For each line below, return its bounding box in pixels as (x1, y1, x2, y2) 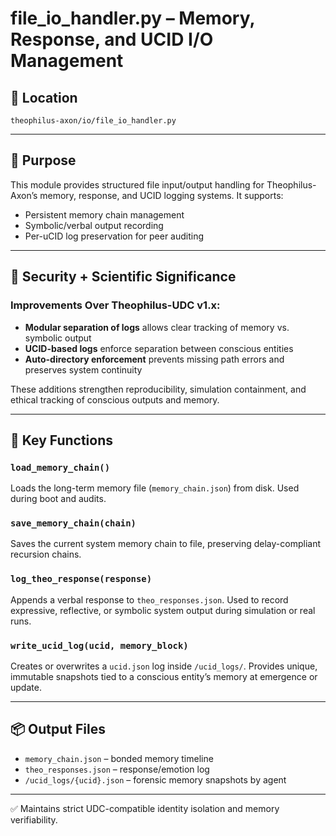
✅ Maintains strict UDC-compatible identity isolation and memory (10, 802, 280, 814)
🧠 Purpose (10, 152, 77, 169)
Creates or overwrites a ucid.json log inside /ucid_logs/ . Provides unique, (10, 660, 318, 672)
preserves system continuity (24, 363, 143, 376)
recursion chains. (10, 548, 82, 561)
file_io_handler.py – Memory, (10, 7, 255, 30)
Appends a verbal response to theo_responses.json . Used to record (10, 593, 289, 606)
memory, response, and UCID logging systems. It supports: (39, 189, 284, 201)
